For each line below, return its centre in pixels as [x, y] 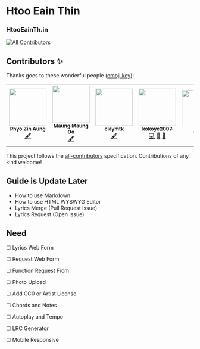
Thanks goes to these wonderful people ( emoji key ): [70, 76]
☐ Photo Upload [26, 282]
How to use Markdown [43, 195]
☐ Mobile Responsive [33, 339]
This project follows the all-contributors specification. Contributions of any [98, 156]
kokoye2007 [157, 129]
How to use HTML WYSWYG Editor [58, 202]
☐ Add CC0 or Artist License [41, 294]
